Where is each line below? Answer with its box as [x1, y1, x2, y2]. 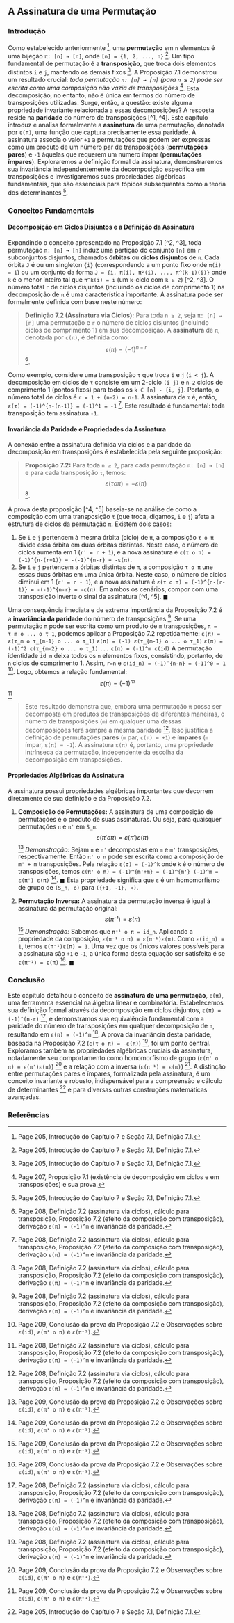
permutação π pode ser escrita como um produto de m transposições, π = [8, 622, 217, 630]
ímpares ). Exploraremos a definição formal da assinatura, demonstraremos [8, 158, 223, 166]
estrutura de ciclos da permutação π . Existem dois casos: [8, 520, 172, 528]
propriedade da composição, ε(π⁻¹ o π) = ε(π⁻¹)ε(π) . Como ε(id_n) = [17, 934, 224, 943]
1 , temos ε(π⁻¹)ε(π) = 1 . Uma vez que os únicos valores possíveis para [17, 942, 224, 950]
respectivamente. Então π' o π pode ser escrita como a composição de [17, 852, 224, 861]
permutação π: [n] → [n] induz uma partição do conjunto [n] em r [8, 246, 201, 255]
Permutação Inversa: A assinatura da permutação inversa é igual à [17, 897, 211, 905]
